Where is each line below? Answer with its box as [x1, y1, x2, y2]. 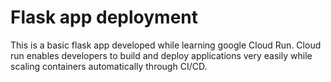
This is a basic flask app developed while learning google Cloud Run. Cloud [10, 39, 322, 51]
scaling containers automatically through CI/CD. [10, 60, 208, 72]
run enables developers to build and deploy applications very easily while [10, 49, 313, 61]
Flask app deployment [10, 6, 199, 29]
